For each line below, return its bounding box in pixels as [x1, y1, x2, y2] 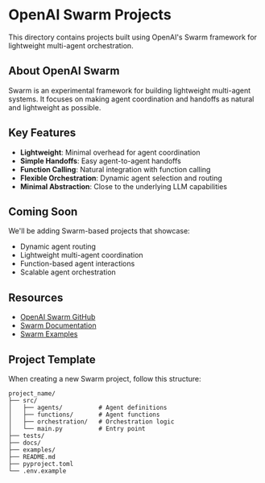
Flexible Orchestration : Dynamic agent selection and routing [19, 173, 223, 183]
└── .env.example [8, 467, 67, 475]
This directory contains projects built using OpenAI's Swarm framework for [8, 32, 258, 42]
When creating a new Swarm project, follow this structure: [8, 374, 201, 383]
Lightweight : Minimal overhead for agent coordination [19, 147, 201, 157]
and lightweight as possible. [8, 102, 101, 112]
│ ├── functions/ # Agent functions [8, 411, 160, 419]
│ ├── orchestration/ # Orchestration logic [8, 418, 175, 426]
